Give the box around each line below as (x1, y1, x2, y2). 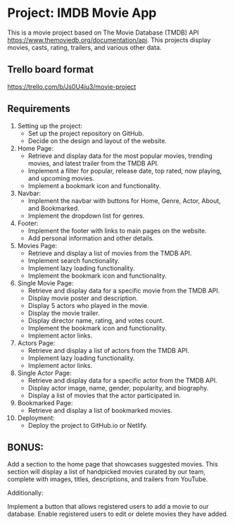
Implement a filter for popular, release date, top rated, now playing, (27, 166, 222, 175)
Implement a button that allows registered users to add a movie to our (7, 502, 209, 511)
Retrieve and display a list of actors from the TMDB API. (27, 346, 190, 354)
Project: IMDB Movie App (7, 5, 157, 21)
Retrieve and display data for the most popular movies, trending (27, 152, 213, 160)
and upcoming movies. (27, 174, 95, 183)
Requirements (7, 103, 70, 115)
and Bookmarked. (27, 204, 80, 212)
